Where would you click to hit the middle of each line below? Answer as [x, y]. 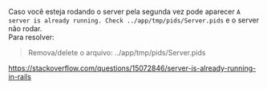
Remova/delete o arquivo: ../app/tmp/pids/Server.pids [117, 53]
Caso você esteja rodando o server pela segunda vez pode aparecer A [124, 12]
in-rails [20, 77]
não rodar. [25, 28]
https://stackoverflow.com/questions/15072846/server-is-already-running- [132, 68]
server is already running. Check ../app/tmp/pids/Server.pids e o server [133, 20]
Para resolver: [31, 37]
